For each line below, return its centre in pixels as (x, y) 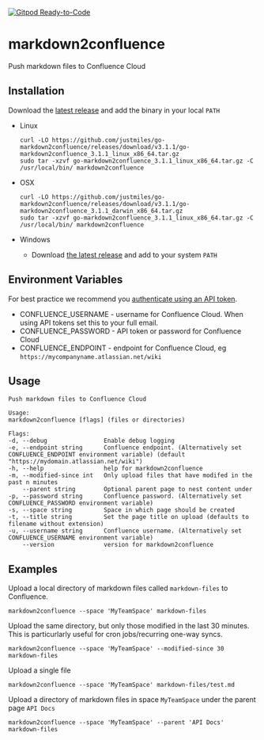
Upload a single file (40, 670)
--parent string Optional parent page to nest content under (138, 490)
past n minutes (33, 483)
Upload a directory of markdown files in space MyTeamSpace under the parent (132, 700)
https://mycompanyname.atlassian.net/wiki (91, 357)
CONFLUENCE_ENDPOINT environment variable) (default (97, 455)
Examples (33, 569)
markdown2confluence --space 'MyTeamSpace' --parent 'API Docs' (116, 723)
